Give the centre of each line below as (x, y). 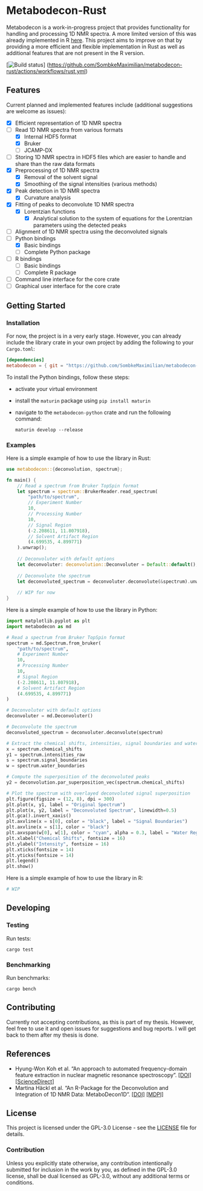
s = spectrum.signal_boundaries (47, 760)
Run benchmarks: (28, 978)
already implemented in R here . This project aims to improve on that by (94, 40)
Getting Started (36, 305)
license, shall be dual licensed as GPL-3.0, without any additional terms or (98, 1176)
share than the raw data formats (55, 164)
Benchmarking (28, 965)
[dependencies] (25, 360)
